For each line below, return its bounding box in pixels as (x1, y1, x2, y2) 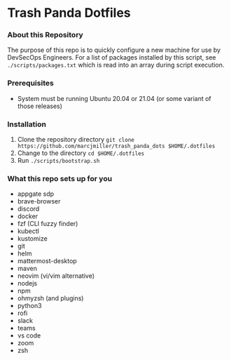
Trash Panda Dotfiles (7, 5, 131, 21)
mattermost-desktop (17, 257, 77, 265)
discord (17, 205, 40, 213)
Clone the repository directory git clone (17, 135, 134, 144)
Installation (7, 119, 47, 129)
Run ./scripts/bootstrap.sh (17, 156, 100, 165)
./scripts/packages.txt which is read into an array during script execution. (7, 61, 225, 69)
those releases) (17, 102, 63, 110)
